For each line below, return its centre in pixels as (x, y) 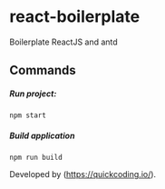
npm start (28, 115)
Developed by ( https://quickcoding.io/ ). (83, 174)
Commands (43, 70)
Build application (42, 135)
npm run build (36, 158)
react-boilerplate (75, 17)
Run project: (33, 94)
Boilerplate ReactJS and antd (63, 42)
